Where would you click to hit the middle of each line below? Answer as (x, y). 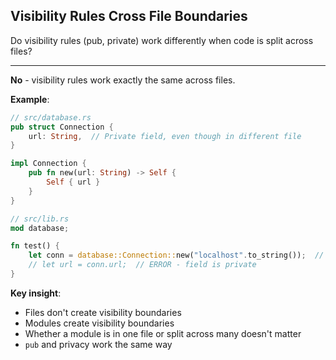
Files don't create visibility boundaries (103, 312)
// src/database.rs (51, 117)
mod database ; (40, 228)
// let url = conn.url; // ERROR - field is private (142, 265)
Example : (30, 99)
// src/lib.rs (40, 219)
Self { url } (73, 182)
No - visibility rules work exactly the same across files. (123, 80)
